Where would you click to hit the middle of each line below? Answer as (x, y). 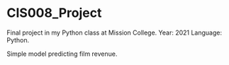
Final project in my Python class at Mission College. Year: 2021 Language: (114, 32)
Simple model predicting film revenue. (62, 54)
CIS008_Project (54, 13)
